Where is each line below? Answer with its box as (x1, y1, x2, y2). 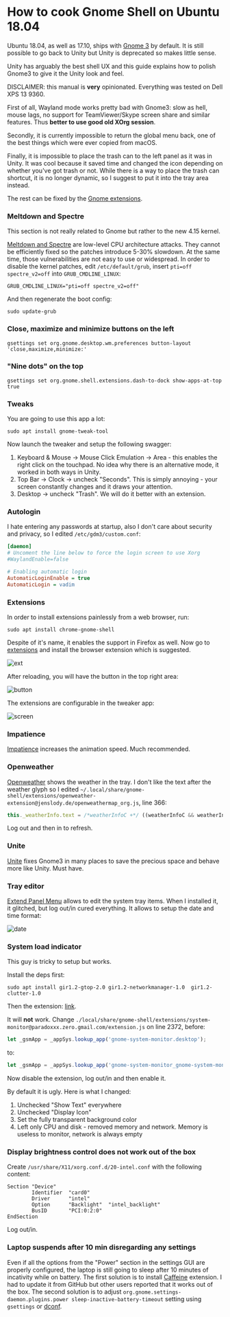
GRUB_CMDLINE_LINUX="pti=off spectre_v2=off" (7, 283, 139, 290)
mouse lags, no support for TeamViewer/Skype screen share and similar (7, 111, 211, 119)
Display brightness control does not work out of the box (7, 1147, 196, 1156)
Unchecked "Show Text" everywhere (16, 1101, 122, 1110)
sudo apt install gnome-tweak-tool (7, 428, 109, 435)
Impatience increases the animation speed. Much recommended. (7, 745, 190, 753)
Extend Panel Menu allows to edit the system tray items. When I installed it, (7, 897, 219, 905)
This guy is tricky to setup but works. (7, 958, 112, 966)
